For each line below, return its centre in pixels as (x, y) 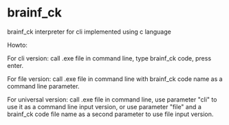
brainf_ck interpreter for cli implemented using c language (89, 32)
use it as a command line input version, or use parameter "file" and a (104, 106)
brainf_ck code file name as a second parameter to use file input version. (110, 114)
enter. (15, 65)
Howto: (17, 45)
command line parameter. (43, 86)
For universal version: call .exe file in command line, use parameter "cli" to (112, 99)
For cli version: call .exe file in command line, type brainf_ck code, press (109, 58)
